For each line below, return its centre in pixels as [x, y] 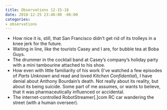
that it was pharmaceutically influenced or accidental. [69, 92]
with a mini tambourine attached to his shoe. [59, 65]
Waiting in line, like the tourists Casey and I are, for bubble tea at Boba [86, 49]
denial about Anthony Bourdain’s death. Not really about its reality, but [85, 81]
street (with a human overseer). [45, 103]
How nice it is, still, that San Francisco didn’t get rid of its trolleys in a [84, 38]
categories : [18, 19]
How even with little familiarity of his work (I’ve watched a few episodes [87, 71]
